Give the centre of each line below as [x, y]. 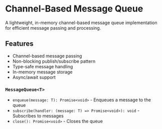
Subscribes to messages [38, 116]
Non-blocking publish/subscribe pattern [54, 61]
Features [19, 44]
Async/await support [34, 77]
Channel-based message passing [47, 56]
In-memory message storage [42, 72]
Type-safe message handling [43, 66]
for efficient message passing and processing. [53, 28]
